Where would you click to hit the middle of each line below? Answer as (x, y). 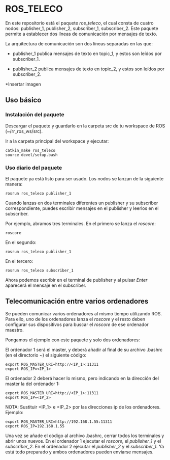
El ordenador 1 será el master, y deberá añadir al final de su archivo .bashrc (84, 349)
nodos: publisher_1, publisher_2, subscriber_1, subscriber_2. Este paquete (82, 28)
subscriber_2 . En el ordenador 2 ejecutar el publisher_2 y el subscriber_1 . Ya (85, 446)
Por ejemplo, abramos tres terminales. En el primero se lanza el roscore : (80, 223)
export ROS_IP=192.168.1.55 (35, 426)
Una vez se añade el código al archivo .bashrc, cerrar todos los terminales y (85, 436)
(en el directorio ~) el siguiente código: (46, 355)
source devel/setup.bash (31, 155)
